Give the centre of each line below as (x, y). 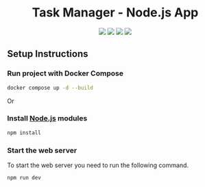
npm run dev (24, 177)
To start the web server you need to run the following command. (98, 165)
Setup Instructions (48, 54)
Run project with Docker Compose (65, 73)
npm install (24, 133)
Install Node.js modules (47, 119)
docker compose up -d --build (50, 88)
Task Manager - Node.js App (115, 13)
